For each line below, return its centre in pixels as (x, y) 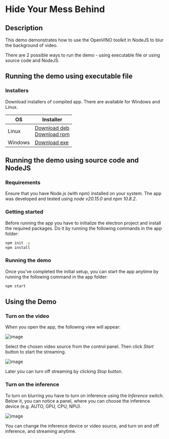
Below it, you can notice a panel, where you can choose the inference (78, 401)
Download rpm (52, 134)
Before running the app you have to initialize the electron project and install (83, 223)
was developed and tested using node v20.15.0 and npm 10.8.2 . (71, 199)
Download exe (52, 142)
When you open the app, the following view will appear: (63, 327)
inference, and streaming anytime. (41, 431)
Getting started (24, 212)
